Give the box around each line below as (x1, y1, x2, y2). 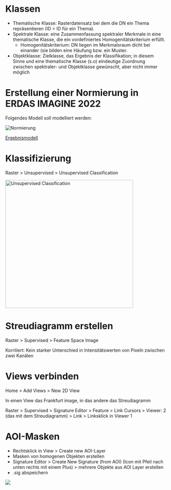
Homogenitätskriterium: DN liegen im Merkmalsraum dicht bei (20, 42, 151, 48)
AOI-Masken (5, 431, 60, 442)
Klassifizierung (5, 153, 71, 165)
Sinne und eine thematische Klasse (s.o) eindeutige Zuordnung (12, 58, 145, 64)
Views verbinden (5, 370, 79, 382)
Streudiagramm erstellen (5, 320, 113, 332)
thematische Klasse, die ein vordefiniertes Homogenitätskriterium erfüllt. (12, 36, 165, 43)
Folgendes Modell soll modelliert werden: (5, 115, 92, 121)
